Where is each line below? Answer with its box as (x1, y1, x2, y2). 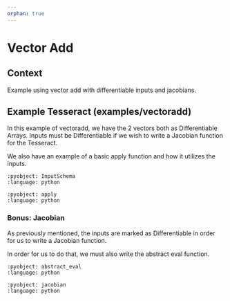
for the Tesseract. (7, 139, 58, 147)
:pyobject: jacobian (7, 281, 67, 288)
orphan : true (7, 10, 45, 17)
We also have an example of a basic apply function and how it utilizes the (7, 152, 216, 161)
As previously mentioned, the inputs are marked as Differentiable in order (7, 229, 215, 237)
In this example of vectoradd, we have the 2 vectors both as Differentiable (7, 124, 218, 132)
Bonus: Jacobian (7, 213, 65, 223)
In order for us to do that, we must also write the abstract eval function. (7, 250, 210, 258)
